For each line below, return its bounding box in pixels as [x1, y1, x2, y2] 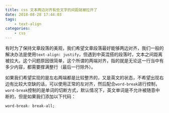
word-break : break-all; [5, 103, 55, 108]
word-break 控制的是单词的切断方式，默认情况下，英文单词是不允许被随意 [5, 87, 156, 93]
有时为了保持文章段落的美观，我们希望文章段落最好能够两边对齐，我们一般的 [5, 45, 164, 51]
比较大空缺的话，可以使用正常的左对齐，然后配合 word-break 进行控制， [14, 81, 160, 87]
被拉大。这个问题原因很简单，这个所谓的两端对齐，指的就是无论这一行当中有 [5, 58, 164, 63]
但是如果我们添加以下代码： [18, 93, 76, 99]
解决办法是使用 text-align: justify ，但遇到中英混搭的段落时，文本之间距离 [5, 51, 163, 57]
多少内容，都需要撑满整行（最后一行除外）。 [5, 64, 96, 70]
